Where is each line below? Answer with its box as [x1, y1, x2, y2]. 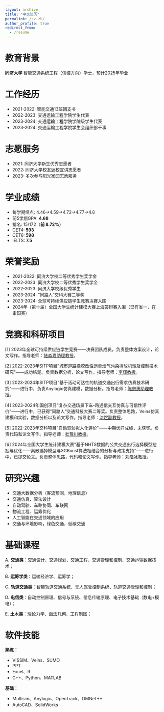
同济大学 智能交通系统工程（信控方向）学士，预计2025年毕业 [5, 70, 129, 76]
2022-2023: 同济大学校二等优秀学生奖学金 [12, 279, 98, 285]
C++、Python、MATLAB [12, 675, 62, 681]
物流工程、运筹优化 [12, 508, 51, 514]
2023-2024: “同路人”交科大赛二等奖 [12, 292, 85, 298]
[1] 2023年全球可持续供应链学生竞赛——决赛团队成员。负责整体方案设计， [5, 346, 155, 352]
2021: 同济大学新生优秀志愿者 [12, 161, 72, 166]
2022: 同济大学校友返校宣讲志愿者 [12, 166, 82, 172]
